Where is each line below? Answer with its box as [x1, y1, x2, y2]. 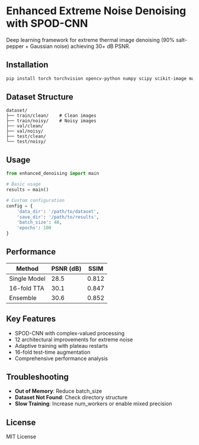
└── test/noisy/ [6, 139, 46, 145]
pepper [6, 43, 24, 50]
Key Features [6, 314, 56, 324]
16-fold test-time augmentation [14, 348, 91, 356]
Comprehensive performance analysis [14, 354, 108, 362]
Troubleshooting [6, 372, 69, 382]
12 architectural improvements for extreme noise [14, 336, 133, 343]
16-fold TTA [9, 284, 44, 292]
